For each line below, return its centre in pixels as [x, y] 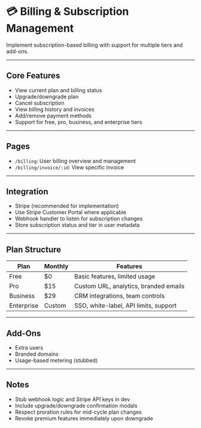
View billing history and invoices [54, 109]
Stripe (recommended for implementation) [67, 206]
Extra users [29, 347]
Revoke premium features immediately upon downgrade [84, 418]
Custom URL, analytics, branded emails [130, 286]
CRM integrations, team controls [120, 296]
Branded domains [36, 354]
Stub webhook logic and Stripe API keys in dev [72, 399]
